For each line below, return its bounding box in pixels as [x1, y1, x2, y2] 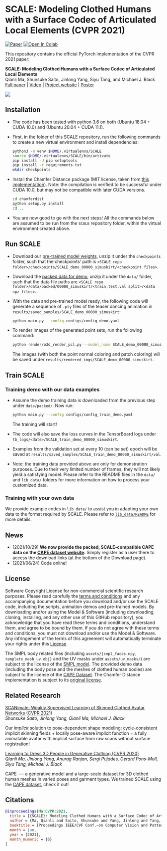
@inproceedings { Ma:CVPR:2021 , [5, 809, 68, 814]
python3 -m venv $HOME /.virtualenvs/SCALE [12, 149, 102, 154]
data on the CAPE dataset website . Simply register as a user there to [12, 549, 155, 555]
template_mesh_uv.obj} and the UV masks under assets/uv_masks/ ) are [5, 655, 150, 661]
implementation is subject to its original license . [5, 677, 102, 683]
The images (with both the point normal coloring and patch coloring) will [12, 351, 161, 357]
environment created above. [12, 225, 71, 231]
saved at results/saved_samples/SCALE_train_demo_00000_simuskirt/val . [12, 451, 162, 457]
